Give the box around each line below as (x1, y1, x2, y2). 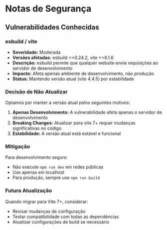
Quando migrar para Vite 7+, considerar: (5, 198, 88, 204)
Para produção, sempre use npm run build (12, 174, 100, 180)
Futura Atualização (5, 187, 52, 194)
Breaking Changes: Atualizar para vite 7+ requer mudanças (12, 120, 136, 126)
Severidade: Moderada (12, 49, 61, 55)
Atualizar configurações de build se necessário (12, 218, 110, 225)
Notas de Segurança (5, 3, 92, 14)
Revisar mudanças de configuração (12, 208, 86, 214)
